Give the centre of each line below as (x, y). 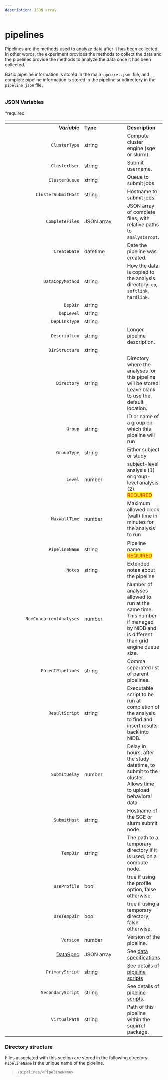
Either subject (143, 449)
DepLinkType (65, 321)
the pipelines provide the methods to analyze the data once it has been (78, 59)
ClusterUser (65, 165)
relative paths (143, 224)
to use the (139, 396)
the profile (139, 883)
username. (140, 169)
